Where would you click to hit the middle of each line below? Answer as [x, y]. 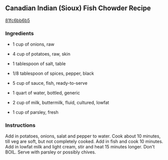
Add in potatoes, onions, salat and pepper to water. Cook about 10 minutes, [83, 136]
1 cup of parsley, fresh [35, 112]
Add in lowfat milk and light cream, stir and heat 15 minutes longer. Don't [80, 147]
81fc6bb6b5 [18, 20]
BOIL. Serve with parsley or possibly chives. [51, 152]
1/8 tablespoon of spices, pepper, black [53, 73]
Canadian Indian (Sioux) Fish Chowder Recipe [78, 8]
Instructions [21, 125]
